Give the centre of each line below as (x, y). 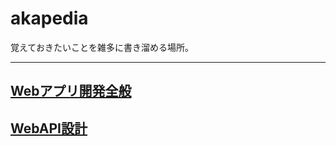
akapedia (49, 18)
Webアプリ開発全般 (71, 91)
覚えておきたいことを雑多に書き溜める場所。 (102, 47)
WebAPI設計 (49, 128)
